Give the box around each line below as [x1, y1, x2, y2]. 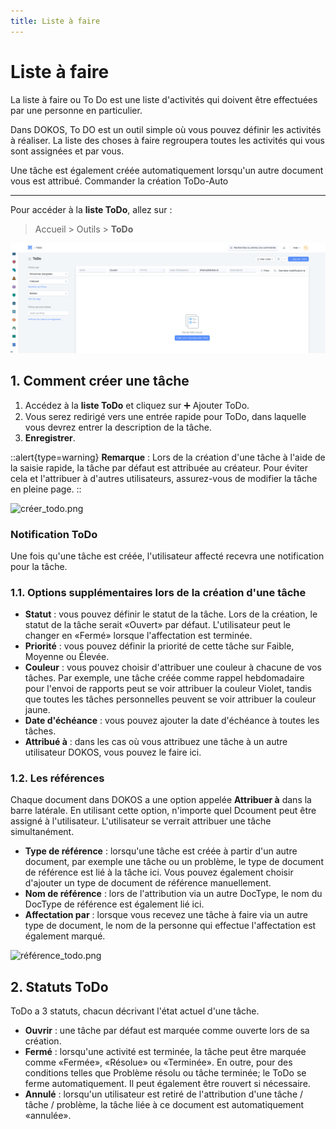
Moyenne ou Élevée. [24, 651, 110, 663]
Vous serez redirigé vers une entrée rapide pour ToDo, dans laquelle [24, 410, 307, 422]
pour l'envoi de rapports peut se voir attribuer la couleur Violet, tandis [24, 683, 313, 695]
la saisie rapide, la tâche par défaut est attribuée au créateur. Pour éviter [10, 461, 309, 474]
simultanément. [10, 826, 75, 838]
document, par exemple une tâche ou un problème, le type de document [24, 856, 324, 868]
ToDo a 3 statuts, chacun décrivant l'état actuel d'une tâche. [10, 1005, 260, 1017]
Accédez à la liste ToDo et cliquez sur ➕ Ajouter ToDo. [24, 399, 250, 411]
